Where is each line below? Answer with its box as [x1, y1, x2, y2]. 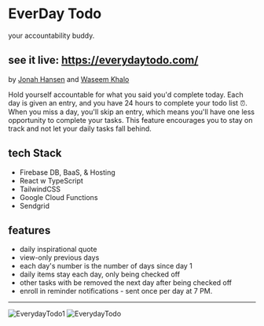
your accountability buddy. [8, 31, 95, 40]
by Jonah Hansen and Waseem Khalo [8, 74, 130, 83]
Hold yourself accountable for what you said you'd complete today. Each [8, 90, 244, 99]
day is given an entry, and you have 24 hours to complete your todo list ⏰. [8, 98, 247, 107]
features [8, 224, 51, 237]
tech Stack [8, 146, 62, 160]
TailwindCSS [19, 184, 61, 194]
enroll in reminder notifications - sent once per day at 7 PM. [19, 287, 213, 296]
